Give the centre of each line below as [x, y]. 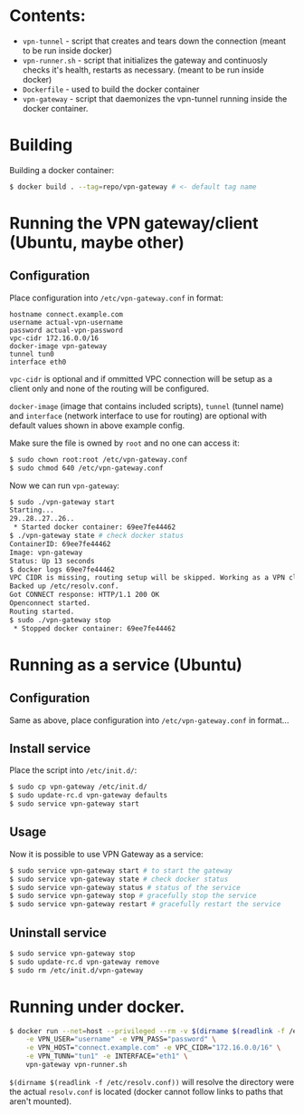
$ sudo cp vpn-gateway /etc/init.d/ [78, 787]
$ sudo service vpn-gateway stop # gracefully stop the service [133, 896]
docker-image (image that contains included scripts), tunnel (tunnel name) [147, 406]
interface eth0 [38, 362]
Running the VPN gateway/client [134, 223]
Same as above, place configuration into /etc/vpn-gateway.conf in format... [149, 720]
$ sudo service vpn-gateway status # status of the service [125, 887]
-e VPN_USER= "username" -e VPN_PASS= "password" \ [121, 1040]
